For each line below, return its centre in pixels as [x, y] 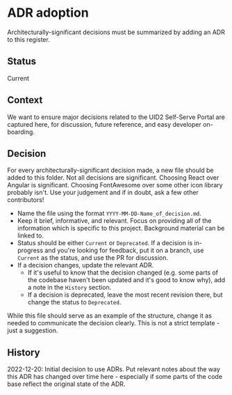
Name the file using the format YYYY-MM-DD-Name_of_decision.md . [109, 213]
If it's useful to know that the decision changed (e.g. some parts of [123, 272]
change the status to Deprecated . [74, 302]
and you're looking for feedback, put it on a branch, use [124, 250]
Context [25, 100]
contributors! [26, 200]
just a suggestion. [33, 331]
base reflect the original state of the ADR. [66, 384]
